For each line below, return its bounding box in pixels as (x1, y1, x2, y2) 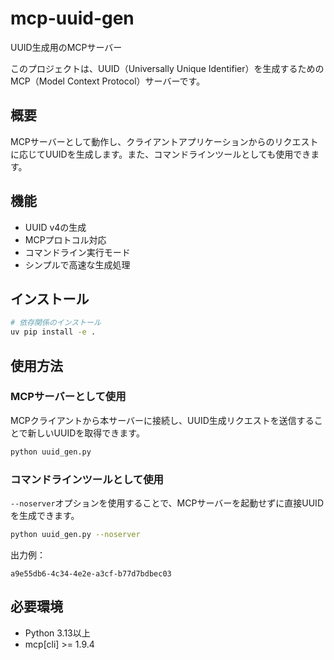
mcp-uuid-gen (10, 7, 135, 30)
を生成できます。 (10, 509, 80, 521)
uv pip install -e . (10, 327, 97, 337)
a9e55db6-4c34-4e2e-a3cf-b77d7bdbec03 (10, 568, 172, 579)
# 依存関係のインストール (10, 318, 102, 328)
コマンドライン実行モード (24, 246, 131, 258)
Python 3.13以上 (24, 627, 91, 639)
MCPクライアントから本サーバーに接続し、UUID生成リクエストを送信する (10, 414, 315, 426)
